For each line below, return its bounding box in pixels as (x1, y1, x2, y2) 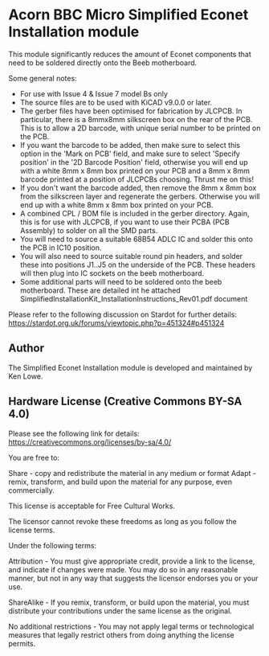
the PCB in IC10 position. (19, 243, 102, 252)
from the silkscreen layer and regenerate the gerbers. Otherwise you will (19, 191, 260, 201)
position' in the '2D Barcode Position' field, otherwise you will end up (19, 157, 248, 166)
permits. (8, 638, 36, 648)
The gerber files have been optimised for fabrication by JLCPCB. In (19, 106, 243, 116)
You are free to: (8, 453, 60, 462)
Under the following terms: (8, 540, 97, 550)
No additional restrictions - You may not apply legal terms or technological (8, 621, 255, 631)
